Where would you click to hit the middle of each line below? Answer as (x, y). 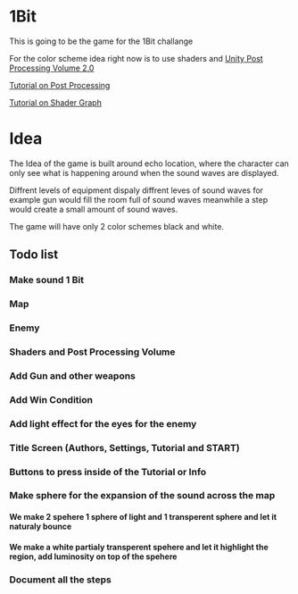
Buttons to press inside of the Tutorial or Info (108, 472)
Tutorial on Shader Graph (56, 102)
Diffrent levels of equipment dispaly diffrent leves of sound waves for (137, 190)
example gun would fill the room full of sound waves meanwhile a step (139, 199)
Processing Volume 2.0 (52, 68)
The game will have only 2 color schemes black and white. (117, 226)
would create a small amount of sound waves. (94, 209)
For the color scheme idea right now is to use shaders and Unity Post (136, 58)
